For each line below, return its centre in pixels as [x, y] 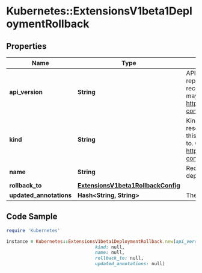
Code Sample [32, 217]
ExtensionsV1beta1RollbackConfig [129, 185]
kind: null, [110, 247]
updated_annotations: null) [130, 264]
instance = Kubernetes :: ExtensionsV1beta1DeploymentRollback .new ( [91, 241]
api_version [26, 92]
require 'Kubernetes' [33, 230]
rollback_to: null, [120, 258]
